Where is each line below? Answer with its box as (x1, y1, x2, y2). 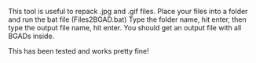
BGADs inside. (8, 31, 55, 40)
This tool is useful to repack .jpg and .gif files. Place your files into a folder (8, 7, 248, 16)
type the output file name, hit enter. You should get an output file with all (8, 23, 242, 32)
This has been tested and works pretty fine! (8, 47, 149, 55)
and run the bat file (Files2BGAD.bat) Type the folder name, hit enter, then (8, 15, 247, 24)
